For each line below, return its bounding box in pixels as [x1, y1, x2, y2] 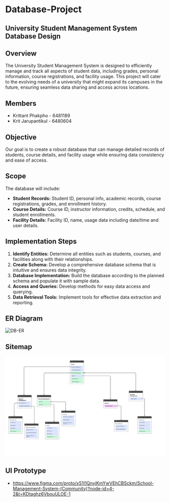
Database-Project [5, 4, 82, 15]
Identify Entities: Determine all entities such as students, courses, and [12, 251, 161, 257]
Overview [5, 49, 37, 58]
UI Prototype [5, 466, 46, 475]
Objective [5, 133, 37, 141]
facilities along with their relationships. [12, 256, 94, 262]
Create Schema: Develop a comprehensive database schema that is [12, 261, 156, 268]
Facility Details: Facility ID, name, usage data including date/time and [12, 217, 159, 223]
